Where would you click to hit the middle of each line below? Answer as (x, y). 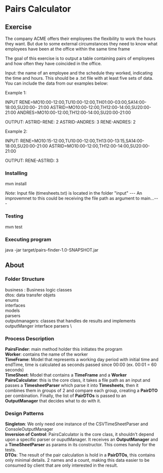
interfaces (15, 305)
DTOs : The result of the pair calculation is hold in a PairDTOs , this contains (80, 455)
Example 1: (16, 93)
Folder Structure (25, 279)
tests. (10, 450)
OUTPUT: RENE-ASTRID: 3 (32, 161)
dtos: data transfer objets (30, 295)
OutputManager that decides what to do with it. (53, 400)
